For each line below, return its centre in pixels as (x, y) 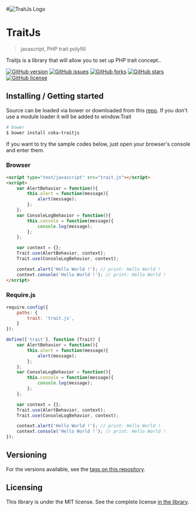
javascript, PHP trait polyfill (53, 49)
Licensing (24, 488)
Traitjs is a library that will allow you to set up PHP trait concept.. (84, 60)
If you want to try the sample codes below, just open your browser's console (98, 144)
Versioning (26, 455)
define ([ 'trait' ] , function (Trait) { (53, 339)
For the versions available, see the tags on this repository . (75, 469)
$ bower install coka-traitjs (43, 133)
